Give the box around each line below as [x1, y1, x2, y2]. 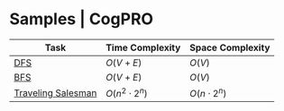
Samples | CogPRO [9, 9, 154, 30]
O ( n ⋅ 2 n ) [188, 85, 227, 100]
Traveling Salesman [14, 86, 97, 98]
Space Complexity [188, 41, 270, 54]
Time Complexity [105, 41, 181, 54]
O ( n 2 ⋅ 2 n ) [105, 85, 149, 100]
